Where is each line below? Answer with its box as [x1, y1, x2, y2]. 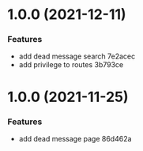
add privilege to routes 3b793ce [18, 60, 124, 70]
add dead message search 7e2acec [18, 51, 136, 61]
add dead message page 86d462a [18, 134, 132, 143]
